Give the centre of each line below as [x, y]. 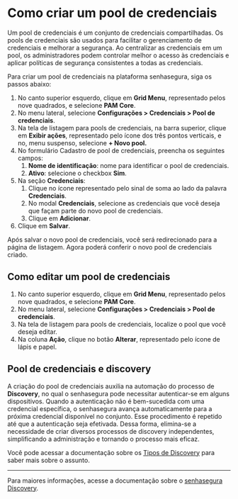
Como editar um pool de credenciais [89, 277]
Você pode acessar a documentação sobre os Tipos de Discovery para [111, 452]
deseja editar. [38, 332]
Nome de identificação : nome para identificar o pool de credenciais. [129, 165]
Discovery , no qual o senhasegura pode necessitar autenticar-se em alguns [119, 393]
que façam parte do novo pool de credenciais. [96, 211]
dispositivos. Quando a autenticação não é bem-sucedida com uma [106, 401]
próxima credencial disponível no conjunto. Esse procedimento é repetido [115, 416]
